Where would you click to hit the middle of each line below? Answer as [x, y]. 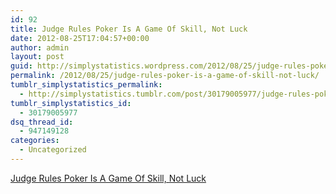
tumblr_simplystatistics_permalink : [86, 85]
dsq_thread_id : [42, 122]
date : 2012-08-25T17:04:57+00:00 [80, 38]
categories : [35, 141]
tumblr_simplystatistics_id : [71, 103]
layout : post [37, 57]
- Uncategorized [53, 150]
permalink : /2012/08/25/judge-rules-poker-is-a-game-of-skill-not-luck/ [165, 76]
